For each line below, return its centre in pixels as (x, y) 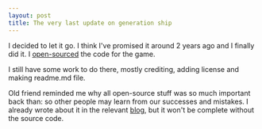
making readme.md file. (47, 78)
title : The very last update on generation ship (90, 23)
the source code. (36, 118)
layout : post (30, 15)
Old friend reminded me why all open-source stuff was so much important (129, 93)
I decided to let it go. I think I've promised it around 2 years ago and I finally (131, 45)
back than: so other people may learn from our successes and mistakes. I (128, 101)
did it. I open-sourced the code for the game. (82, 54)
